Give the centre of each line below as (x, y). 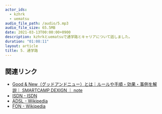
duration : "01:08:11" (27, 42)
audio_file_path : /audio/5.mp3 (37, 23)
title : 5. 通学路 (21, 50)
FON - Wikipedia (29, 106)
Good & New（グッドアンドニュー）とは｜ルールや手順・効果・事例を (82, 84)
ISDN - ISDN (25, 96)
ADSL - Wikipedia (30, 101)
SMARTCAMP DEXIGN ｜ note (52, 91)
